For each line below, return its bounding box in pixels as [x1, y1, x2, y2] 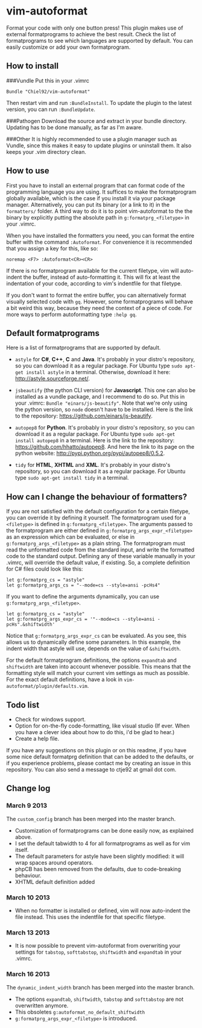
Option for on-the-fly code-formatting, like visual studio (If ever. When [14, 722, 190, 729]
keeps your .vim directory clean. [6, 148, 86, 155]
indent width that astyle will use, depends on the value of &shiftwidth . [6, 645, 181, 652]
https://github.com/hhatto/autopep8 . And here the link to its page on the [14, 443, 195, 451]
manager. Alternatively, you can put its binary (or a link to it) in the [6, 201, 170, 208]
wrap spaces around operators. [14, 858, 93, 866]
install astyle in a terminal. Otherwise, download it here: [26, 369, 171, 376]
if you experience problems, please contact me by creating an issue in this [6, 760, 191, 767]
